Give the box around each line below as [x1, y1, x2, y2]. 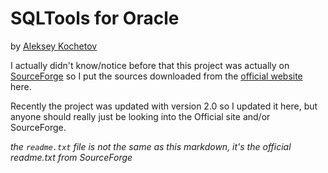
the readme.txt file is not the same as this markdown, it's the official [10, 140, 292, 152]
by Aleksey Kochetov [10, 40, 98, 52]
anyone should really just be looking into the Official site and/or [10, 110, 271, 122]
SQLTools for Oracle [10, 7, 180, 30]
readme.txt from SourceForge [10, 151, 133, 163]
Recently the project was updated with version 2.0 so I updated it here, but [10, 100, 318, 112]
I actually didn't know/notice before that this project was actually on [10, 59, 290, 71]
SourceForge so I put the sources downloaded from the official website [10, 70, 303, 82]
